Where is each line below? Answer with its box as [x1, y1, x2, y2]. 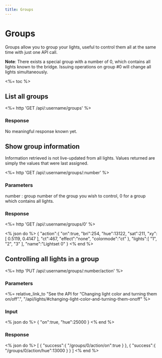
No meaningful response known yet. [5, 128, 77, 134]
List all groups [5, 92, 48, 100]
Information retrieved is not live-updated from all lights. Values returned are [5, 155, 155, 161]
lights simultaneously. [5, 69, 48, 75]
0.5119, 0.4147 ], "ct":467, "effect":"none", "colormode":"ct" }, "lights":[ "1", [8, 236, 157, 242]
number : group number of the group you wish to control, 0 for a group [5, 193, 146, 199]
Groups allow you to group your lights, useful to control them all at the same [5, 44, 156, 50]
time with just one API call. [5, 49, 58, 55]
